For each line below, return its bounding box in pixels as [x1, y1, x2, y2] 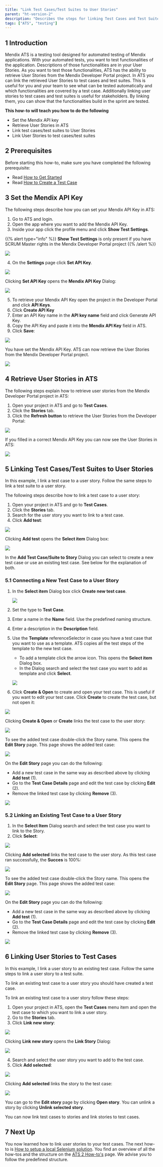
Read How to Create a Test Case [12, 179, 78, 185]
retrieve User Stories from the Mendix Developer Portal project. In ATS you [5, 73, 154, 78]
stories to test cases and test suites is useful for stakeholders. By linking [5, 93, 149, 99]
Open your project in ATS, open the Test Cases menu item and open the [12, 1004, 157, 1010]
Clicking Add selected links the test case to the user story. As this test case [5, 851, 156, 858]
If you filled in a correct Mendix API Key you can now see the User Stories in [5, 437, 158, 442]
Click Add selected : [12, 1062, 52, 1068]
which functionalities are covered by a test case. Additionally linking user [5, 88, 151, 94]
